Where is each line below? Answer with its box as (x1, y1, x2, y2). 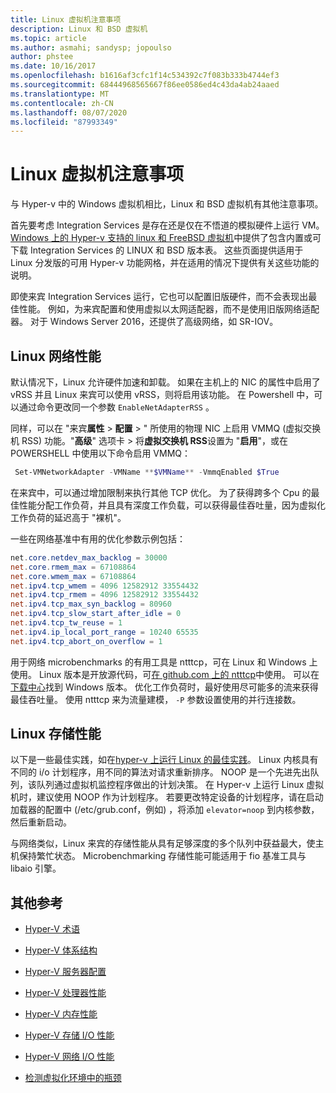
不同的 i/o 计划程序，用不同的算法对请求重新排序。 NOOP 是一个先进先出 (10, 766, 311, 778)
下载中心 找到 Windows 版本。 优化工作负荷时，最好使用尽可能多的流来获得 (10, 681, 319, 693)
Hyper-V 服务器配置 (24, 966, 107, 978)
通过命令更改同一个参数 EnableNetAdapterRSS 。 (18, 401, 215, 413)
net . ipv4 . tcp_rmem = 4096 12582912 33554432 (10, 590, 199, 600)
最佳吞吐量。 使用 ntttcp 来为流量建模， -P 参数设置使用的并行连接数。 (10, 693, 302, 705)
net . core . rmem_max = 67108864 (10, 562, 137, 572)
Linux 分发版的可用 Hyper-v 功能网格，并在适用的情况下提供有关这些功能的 (10, 257, 320, 269)
